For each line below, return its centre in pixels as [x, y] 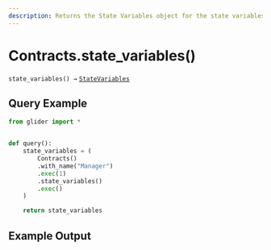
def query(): [30, 144]
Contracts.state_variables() [102, 55]
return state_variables [63, 210]
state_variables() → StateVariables [69, 79]
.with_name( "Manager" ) [75, 166]
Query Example [48, 103]
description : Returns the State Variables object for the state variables [137, 16]
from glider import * [45, 122]
